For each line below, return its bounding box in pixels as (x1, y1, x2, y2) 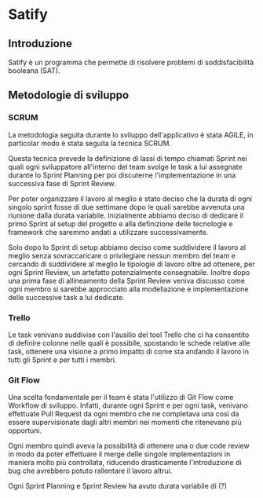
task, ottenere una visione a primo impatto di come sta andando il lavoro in (8, 346, 250, 356)
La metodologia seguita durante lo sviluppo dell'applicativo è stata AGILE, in (8, 130, 254, 139)
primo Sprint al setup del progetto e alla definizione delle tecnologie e (8, 218, 233, 229)
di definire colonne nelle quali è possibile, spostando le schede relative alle (8, 338, 250, 347)
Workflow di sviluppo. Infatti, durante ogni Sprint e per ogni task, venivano (8, 401, 249, 410)
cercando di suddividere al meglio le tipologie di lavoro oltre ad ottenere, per (8, 259, 255, 269)
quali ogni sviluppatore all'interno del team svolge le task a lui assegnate (8, 162, 243, 171)
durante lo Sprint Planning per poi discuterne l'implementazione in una (8, 170, 236, 180)
